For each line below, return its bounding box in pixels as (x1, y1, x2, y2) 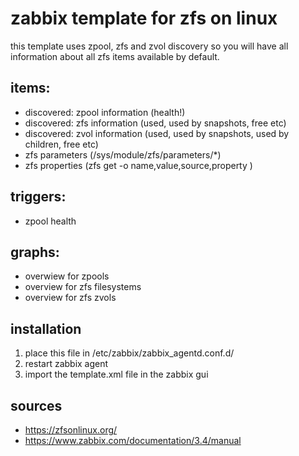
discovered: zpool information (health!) (24, 106, 186, 118)
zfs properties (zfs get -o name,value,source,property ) (24, 159, 253, 171)
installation (10, 320, 82, 337)
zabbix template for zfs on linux (10, 7, 278, 30)
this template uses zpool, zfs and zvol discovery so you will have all (10, 40, 289, 52)
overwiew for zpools (24, 270, 110, 282)
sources (10, 397, 63, 414)
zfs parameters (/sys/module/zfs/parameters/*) (24, 148, 222, 161)
